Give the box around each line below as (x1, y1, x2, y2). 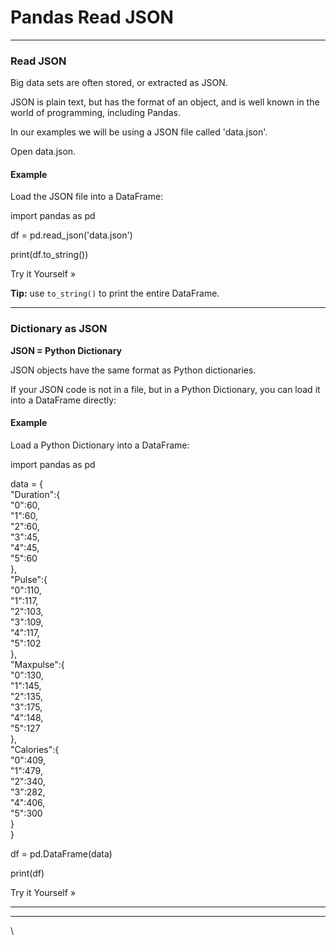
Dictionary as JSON (10, 322, 108, 336)
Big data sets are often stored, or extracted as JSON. (10, 77, 228, 89)
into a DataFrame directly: (10, 394, 117, 406)
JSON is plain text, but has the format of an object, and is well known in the (10, 96, 320, 108)
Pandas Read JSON (10, 6, 174, 29)
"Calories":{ (10, 743, 60, 755)
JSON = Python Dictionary (10, 344, 123, 356)
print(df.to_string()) (10, 249, 89, 261)
